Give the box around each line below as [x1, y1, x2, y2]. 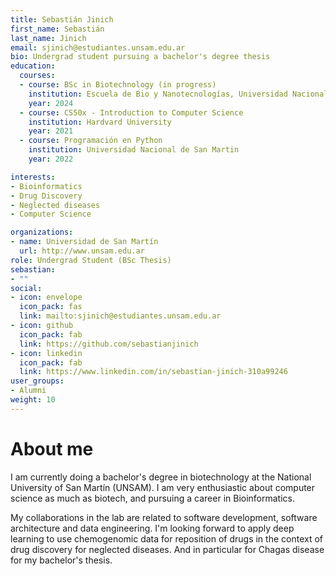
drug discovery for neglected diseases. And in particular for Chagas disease [10, 543, 325, 555]
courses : [19, 71, 56, 81]
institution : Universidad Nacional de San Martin [28, 145, 240, 155]
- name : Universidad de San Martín [10, 237, 159, 247]
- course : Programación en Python [19, 136, 163, 146]
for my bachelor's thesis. [10, 554, 113, 566]
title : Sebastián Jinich [10, 14, 114, 25]
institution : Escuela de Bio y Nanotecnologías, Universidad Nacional [28, 89, 329, 99]
